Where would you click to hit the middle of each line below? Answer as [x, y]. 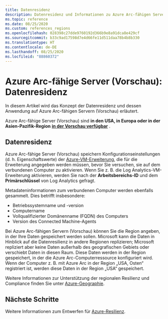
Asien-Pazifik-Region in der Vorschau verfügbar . [58, 126]
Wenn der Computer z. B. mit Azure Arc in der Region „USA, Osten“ [74, 263]
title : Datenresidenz [28, 10]
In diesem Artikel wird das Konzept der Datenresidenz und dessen [73, 106]
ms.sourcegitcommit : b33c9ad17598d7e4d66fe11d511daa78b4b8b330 [72, 38]
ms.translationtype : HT [30, 43]
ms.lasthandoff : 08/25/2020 [34, 52]
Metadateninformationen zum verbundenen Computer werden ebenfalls [79, 191]
